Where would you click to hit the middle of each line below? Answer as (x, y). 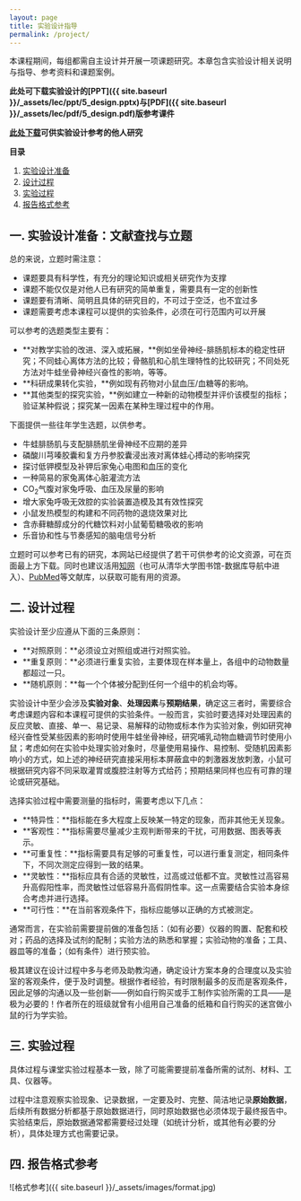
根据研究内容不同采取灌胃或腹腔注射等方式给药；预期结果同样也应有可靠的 (146, 770)
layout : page (34, 18)
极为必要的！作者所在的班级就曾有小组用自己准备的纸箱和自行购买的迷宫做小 (150, 1004)
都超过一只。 (46, 672)
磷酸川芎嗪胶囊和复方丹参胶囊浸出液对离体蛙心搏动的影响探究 (136, 455)
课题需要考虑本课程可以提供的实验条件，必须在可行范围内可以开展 (144, 311)
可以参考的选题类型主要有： (60, 331)
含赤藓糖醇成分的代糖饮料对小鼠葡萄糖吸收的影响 (112, 524)
